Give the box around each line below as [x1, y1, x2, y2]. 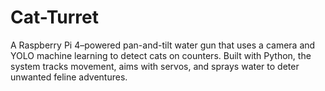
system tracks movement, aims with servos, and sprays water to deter [10, 60, 300, 72]
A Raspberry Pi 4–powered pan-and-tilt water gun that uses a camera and [10, 39, 316, 51]
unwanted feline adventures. [10, 71, 128, 83]
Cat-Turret [10, 6, 100, 29]
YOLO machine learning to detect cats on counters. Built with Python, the [10, 49, 312, 61]
